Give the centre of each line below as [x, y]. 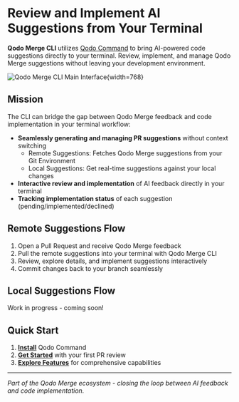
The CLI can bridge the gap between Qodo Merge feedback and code [110, 116]
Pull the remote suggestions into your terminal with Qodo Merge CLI [117, 253]
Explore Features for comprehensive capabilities [89, 363]
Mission [26, 99]
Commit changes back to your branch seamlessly [90, 268]
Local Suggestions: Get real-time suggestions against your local [122, 168]
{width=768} [125, 77]
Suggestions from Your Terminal [105, 28]
